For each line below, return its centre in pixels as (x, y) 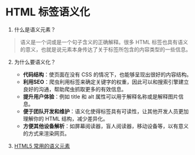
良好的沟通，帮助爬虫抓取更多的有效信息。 (75, 89)
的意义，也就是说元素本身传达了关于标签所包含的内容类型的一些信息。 (105, 49)
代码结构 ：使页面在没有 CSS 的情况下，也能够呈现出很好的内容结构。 (107, 74)
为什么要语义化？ (35, 62)
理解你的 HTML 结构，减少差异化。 (66, 118)
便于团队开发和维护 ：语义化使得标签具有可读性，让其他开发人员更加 (106, 111)
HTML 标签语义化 (48, 12)
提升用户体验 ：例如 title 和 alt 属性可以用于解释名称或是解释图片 (100, 96)
